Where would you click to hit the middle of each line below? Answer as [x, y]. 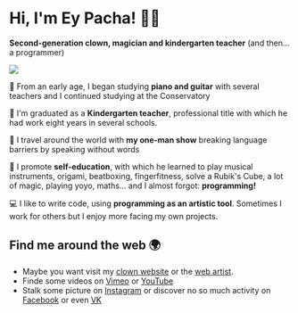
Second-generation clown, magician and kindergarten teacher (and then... [149, 43]
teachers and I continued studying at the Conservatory [110, 95]
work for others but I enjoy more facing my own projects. [114, 216]
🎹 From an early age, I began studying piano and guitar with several [135, 86]
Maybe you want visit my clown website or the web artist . [128, 271]
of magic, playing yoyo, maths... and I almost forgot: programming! [133, 185]
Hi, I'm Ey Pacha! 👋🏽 [85, 18]
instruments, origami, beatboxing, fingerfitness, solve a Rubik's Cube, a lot [146, 176]
